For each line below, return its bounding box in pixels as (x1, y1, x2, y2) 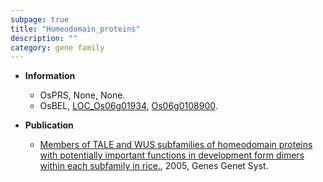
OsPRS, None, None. (39, 89, 126, 101)
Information (24, 70, 76, 82)
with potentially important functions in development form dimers (39, 149, 305, 161)
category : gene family (10, 42, 105, 53)
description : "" (10, 33, 78, 43)
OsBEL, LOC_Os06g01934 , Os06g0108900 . (39, 100, 218, 112)
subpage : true (10, 14, 70, 25)
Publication (24, 119, 74, 131)
